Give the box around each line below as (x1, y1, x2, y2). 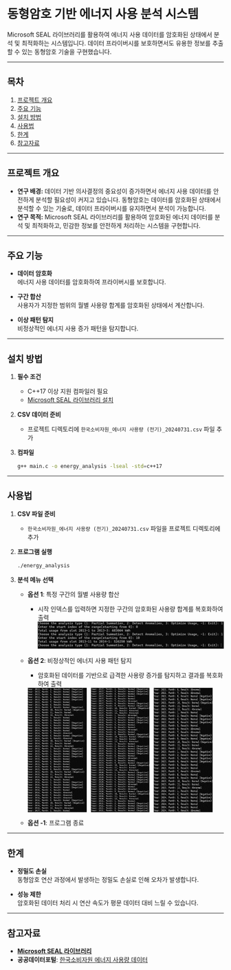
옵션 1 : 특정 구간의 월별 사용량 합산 (27, 590, 120, 598)
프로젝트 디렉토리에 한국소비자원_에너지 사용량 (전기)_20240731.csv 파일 (27, 425, 215, 434)
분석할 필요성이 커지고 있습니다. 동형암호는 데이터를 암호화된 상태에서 (35, 196, 221, 204)
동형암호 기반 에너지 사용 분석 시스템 (7, 6, 199, 22)
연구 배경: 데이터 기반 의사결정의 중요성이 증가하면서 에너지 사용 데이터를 (16, 187, 212, 195)
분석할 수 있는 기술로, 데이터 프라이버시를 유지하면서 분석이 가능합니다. (16, 204, 206, 212)
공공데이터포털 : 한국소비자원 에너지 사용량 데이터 (16, 956, 148, 964)
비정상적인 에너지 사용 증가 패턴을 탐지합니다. (16, 324, 139, 333)
